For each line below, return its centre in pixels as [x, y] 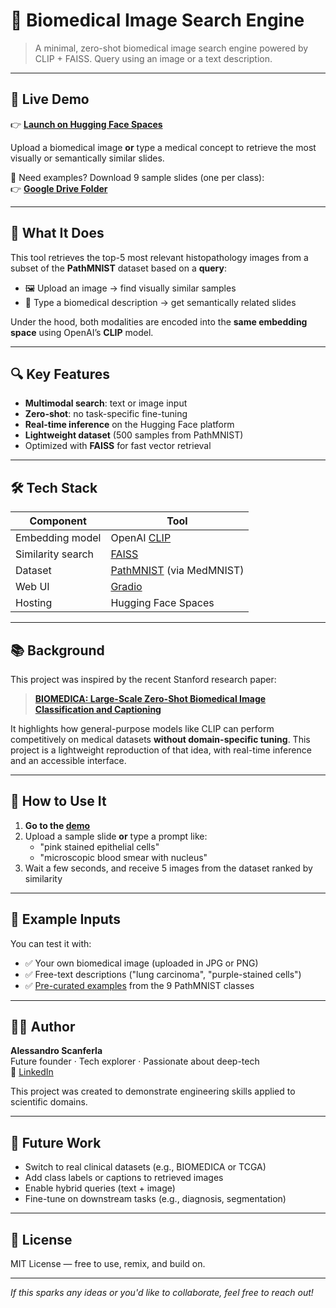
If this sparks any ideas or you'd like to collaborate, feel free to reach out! [162, 1293]
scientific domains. [49, 1102]
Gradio [126, 587]
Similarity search [55, 554]
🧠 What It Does [57, 233]
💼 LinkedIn [32, 1072]
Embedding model [58, 538]
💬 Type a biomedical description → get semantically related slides [160, 302]
